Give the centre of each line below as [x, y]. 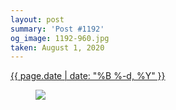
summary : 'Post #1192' [57, 29]
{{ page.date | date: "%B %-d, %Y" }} [88, 76]
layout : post [37, 19]
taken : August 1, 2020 [57, 47]
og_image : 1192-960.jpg [60, 38]
